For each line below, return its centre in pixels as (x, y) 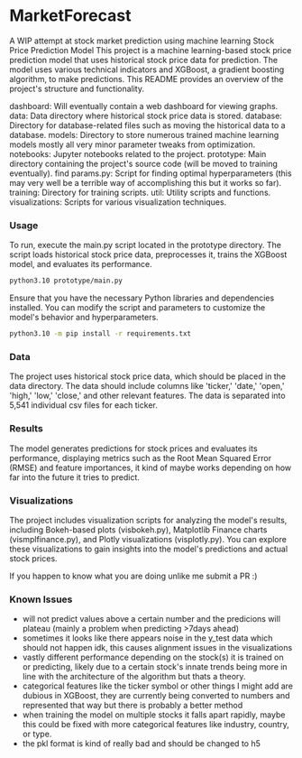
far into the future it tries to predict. (74, 477)
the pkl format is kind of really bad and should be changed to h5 (142, 744)
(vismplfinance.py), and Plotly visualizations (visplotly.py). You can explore (148, 539)
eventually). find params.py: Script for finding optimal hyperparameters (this (151, 173)
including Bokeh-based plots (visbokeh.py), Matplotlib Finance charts (138, 530)
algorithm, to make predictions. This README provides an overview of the (146, 79)
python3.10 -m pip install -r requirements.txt (101, 334)
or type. (37, 734)
